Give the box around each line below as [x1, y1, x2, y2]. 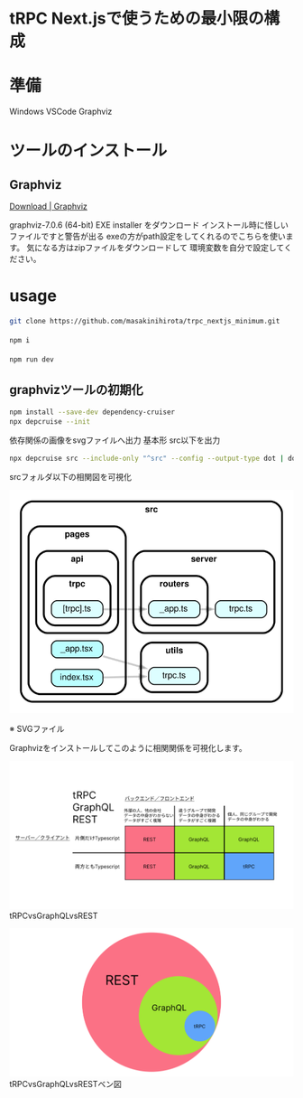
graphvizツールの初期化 [9, 381, 143, 398]
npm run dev [9, 354, 54, 364]
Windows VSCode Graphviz [9, 106, 113, 117]
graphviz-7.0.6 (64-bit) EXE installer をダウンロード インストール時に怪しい [9, 220, 289, 230]
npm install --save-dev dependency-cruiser [9, 408, 176, 417]
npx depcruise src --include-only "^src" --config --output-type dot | [9, 454, 284, 463]
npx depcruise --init [9, 418, 91, 427]
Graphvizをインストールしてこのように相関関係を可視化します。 [9, 743, 248, 754]
